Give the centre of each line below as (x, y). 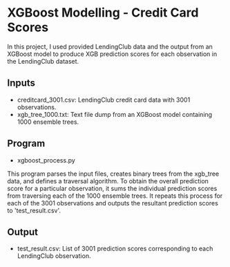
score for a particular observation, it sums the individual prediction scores (112, 188)
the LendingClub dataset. (43, 61)
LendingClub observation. (54, 256)
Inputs (21, 83)
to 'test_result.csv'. (34, 210)
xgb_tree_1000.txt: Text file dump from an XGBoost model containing (115, 114)
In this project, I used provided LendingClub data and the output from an (110, 46)
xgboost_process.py (46, 160)
